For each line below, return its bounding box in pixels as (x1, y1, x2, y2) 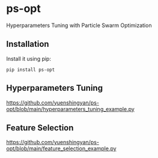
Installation (6, 39, 49, 49)
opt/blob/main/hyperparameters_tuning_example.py (6, 105, 135, 112)
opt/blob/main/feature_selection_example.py (6, 145, 117, 152)
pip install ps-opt (6, 67, 55, 73)
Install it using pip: (6, 55, 51, 62)
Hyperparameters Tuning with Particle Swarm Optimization (6, 22, 152, 29)
